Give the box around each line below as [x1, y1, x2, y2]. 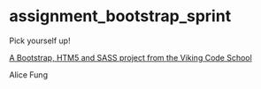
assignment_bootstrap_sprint [9, 6, 232, 26]
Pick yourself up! [9, 35, 71, 46]
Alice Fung [9, 69, 49, 80]
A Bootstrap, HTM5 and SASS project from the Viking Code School [9, 52, 252, 63]
